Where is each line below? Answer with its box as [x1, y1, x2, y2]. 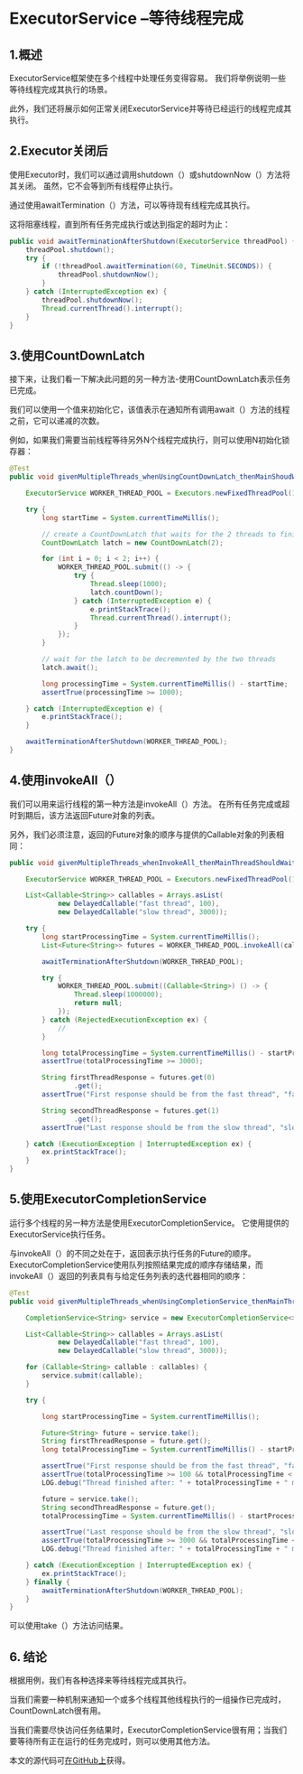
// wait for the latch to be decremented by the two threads [41, 655, 277, 664]
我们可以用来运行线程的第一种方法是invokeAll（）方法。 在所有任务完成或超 [9, 798, 290, 809]
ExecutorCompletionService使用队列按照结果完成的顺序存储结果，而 [9, 1259, 263, 1270]
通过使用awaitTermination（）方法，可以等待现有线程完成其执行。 [9, 200, 255, 210]
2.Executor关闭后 [9, 144, 108, 159]
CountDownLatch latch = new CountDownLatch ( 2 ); [41, 538, 224, 547]
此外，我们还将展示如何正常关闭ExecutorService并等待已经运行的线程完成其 [9, 103, 292, 114]
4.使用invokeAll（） [9, 773, 122, 789]
